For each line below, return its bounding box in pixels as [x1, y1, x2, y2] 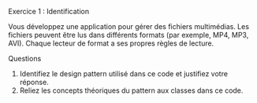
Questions [8, 54, 42, 63]
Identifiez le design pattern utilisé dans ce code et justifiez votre [19, 69, 229, 78]
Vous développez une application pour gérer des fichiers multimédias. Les [8, 22, 250, 31]
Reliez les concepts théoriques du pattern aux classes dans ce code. [19, 86, 244, 95]
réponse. [19, 78, 49, 86]
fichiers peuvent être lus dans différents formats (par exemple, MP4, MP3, [8, 31, 249, 39]
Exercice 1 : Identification [8, 7, 89, 16]
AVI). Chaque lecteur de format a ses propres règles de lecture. [8, 39, 214, 48]
